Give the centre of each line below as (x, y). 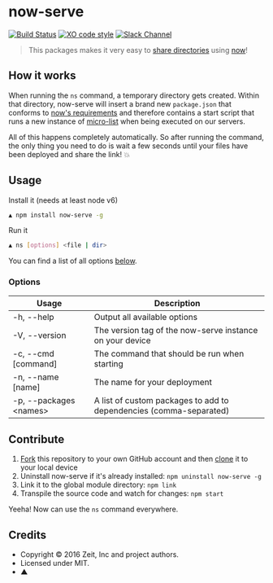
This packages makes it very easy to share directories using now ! (138, 50)
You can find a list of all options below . (73, 261)
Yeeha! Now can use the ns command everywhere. (93, 509)
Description (177, 303)
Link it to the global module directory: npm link (98, 485)
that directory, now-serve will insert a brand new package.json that (120, 103)
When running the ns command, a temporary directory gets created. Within (134, 95)
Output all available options (145, 317)
